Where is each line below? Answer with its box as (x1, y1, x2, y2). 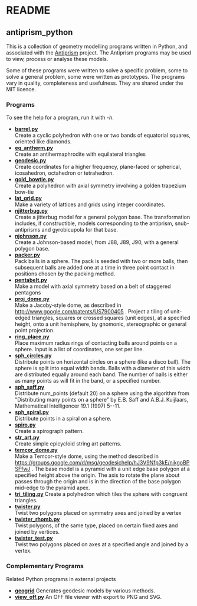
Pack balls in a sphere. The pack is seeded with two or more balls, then (14, 258, 188, 265)
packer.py (14, 251, 40, 258)
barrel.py (14, 126, 38, 133)
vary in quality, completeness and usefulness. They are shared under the (6, 79, 183, 86)
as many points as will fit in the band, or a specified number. (14, 377, 161, 384)
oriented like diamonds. (14, 138, 72, 145)
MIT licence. (6, 86, 37, 92)
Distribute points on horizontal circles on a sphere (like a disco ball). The (14, 358, 191, 365)
